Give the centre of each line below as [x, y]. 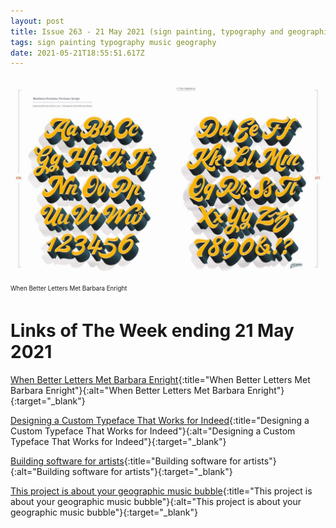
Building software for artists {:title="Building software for [126, 461]
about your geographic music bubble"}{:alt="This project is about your [156, 501]
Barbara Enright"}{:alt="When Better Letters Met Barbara [127, 390]
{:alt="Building [40, 471]
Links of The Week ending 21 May [152, 331]
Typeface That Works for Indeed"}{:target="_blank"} [118, 441]
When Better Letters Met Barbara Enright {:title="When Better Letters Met [160, 379]
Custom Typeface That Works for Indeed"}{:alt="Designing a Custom [153, 431]
